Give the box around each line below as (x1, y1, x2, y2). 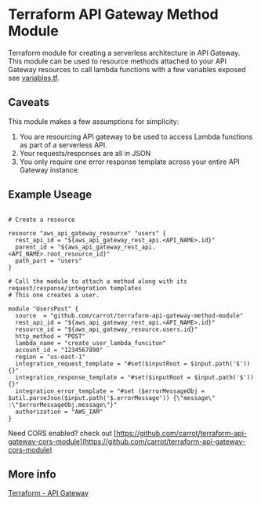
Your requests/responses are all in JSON (19, 148, 151, 158)
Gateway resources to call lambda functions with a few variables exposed (8, 64, 246, 74)
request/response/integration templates (8, 284, 143, 292)
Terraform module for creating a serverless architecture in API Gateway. (8, 48, 241, 57)
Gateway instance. (19, 165, 80, 174)
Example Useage (8, 188, 92, 202)
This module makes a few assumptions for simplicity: (8, 116, 179, 126)
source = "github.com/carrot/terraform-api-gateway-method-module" (15, 311, 244, 319)
